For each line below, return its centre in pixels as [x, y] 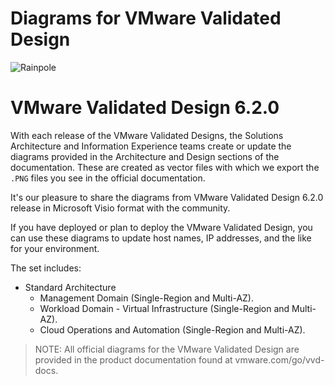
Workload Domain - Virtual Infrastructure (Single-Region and [164, 308]
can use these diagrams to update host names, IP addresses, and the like [161, 238]
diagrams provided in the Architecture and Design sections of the [145, 156]
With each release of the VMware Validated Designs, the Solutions [147, 135]
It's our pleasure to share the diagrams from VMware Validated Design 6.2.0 [167, 197]
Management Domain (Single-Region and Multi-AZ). [147, 298]
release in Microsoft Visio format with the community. [120, 208]
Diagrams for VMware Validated [146, 18]
